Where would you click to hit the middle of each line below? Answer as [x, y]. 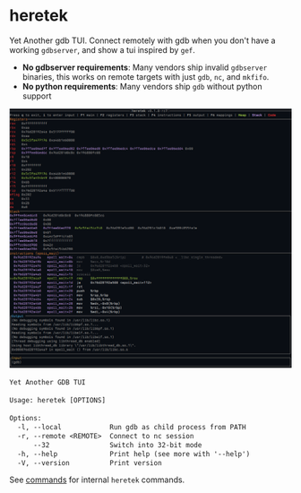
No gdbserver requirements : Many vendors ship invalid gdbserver [145, 67]
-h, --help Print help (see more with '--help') [134, 454]
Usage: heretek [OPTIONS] [57, 401]
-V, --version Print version [90, 463]
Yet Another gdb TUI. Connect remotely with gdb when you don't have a [142, 40]
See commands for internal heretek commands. [97, 480]
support [37, 96]
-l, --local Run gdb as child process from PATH [132, 428]
